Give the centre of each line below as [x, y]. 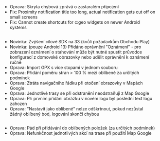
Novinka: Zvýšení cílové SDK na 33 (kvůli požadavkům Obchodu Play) [80, 41]
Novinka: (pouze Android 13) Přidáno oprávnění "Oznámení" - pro [75, 47]
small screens [24, 17]
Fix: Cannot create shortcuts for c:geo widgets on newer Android [75, 22]
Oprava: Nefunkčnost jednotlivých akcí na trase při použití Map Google [80, 133]
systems [18, 27]
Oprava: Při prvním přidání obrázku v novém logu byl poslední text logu [81, 98]
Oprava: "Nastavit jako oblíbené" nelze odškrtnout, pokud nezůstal [76, 108]
